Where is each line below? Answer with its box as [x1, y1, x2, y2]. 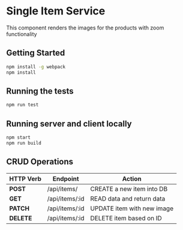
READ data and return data [90, 194, 166, 202]
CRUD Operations [6, 157, 74, 167]
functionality [6, 30, 37, 37]
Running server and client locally [6, 118, 132, 129]
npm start [6, 135, 31, 141]
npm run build [6, 140, 42, 146]
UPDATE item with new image [90, 204, 174, 213]
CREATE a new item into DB [90, 184, 168, 193]
